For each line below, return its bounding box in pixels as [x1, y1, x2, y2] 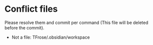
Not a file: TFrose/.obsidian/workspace [11, 34, 90, 40]
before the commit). [4, 24, 45, 30]
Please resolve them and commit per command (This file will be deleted [4, 20, 149, 25]
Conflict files [4, 3, 58, 15]
